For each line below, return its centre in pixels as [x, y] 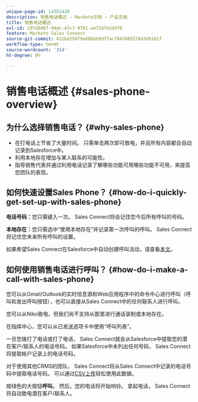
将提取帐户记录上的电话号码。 [42, 354]
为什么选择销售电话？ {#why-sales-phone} [85, 127]
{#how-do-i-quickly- [148, 193]
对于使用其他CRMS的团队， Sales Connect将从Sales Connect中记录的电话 [96, 366]
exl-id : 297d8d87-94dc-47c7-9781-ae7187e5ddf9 [64, 28]
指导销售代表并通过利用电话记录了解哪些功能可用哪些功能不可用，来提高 [102, 165]
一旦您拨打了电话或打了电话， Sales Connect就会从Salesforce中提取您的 [94, 339]
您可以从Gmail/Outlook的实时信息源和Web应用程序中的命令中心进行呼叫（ [96, 294]
